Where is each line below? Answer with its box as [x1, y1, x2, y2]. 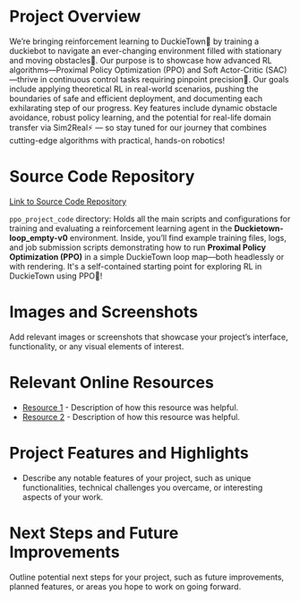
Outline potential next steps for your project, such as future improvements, [9, 571, 285, 582]
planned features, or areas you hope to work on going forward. [9, 580, 242, 592]
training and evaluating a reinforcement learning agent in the [9, 222, 233, 234]
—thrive [9, 73, 39, 84]
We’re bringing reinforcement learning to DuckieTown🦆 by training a [9, 36, 260, 47]
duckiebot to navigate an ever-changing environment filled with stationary [9, 45, 282, 56]
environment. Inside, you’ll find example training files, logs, [70, 232, 287, 243]
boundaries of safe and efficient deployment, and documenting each [9, 92, 262, 104]
